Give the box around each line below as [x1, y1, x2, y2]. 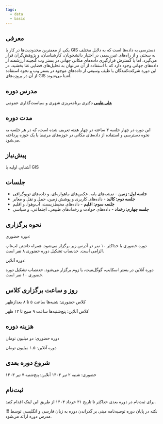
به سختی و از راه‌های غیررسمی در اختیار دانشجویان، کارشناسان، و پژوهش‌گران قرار [5, 52, 156, 58]
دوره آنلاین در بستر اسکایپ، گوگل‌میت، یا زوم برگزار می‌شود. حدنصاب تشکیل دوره [5, 267, 154, 272]
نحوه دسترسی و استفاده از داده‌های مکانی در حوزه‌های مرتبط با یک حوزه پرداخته [5, 132, 150, 137]
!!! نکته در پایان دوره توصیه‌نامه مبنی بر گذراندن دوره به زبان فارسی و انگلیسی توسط [5, 408, 158, 414]
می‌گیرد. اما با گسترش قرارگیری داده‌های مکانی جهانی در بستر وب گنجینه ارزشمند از [5, 57, 157, 63]
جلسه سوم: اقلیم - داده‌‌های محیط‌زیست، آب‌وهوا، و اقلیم [12, 201, 114, 207]
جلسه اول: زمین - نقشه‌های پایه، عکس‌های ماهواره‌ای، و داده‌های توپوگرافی [12, 191, 147, 197]
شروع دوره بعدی [5, 359, 50, 367]
